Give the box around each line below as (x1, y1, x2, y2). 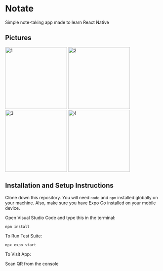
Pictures (5, 34, 32, 42)
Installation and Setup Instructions (5, 181, 114, 190)
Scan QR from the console (5, 261, 59, 267)
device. (5, 205, 20, 211)
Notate (5, 3, 34, 14)
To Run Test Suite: (5, 233, 42, 239)
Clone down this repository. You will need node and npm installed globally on (5, 194, 158, 200)
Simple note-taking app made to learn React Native (5, 19, 110, 25)
